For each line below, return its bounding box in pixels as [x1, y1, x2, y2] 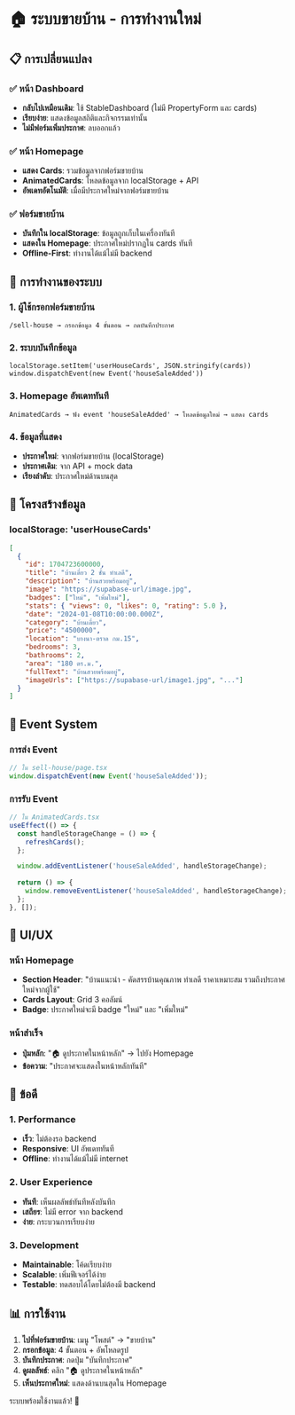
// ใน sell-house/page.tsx [9, 764, 108, 773]
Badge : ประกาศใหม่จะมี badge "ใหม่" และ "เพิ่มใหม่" [21, 1004, 189, 1015]
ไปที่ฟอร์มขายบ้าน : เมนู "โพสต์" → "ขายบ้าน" [21, 1334, 157, 1345]
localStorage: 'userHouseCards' [9, 523, 151, 536]
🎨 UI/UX [9, 928, 54, 943]
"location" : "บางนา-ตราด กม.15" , [25, 634, 140, 643]
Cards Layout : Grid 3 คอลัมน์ [21, 994, 123, 1005]
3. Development [9, 1238, 80, 1251]
